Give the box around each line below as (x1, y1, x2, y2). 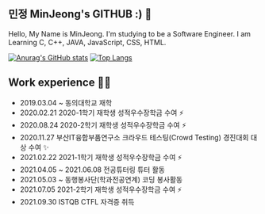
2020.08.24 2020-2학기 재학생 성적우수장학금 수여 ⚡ (19, 120, 186, 129)
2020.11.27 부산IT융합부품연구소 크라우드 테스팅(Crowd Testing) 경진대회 (19, 132, 249, 142)
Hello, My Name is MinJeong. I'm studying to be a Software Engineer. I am (8, 29, 252, 38)
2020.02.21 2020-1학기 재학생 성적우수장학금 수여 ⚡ (19, 108, 184, 117)
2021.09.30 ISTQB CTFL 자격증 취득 (19, 197, 135, 206)
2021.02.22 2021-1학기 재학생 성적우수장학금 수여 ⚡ (19, 152, 182, 162)
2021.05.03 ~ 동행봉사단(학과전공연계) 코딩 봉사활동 (19, 174, 183, 184)
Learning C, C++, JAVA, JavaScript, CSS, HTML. (8, 37, 167, 47)
